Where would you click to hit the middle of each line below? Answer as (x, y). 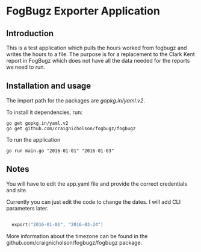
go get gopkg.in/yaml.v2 (37, 123)
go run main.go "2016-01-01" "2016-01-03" (60, 151)
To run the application (33, 139)
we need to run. (26, 67)
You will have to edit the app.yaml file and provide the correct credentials (97, 184)
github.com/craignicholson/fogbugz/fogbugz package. (74, 242)
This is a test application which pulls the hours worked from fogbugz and (97, 48)
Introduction (30, 33)
